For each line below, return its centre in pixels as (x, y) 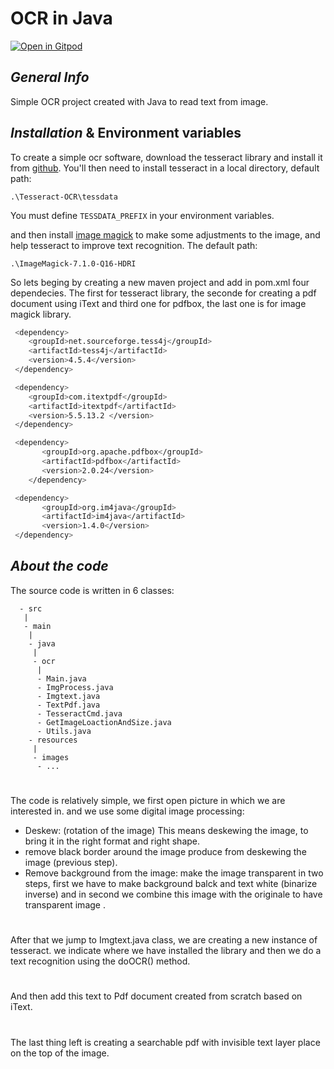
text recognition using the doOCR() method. (100, 961)
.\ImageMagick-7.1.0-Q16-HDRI (73, 263)
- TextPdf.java (68, 705)
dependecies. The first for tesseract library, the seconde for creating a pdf (163, 293)
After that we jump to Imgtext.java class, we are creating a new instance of (164, 940)
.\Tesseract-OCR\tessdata (64, 197)
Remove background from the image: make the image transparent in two (174, 873)
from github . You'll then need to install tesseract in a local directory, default (165, 168)
